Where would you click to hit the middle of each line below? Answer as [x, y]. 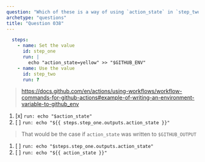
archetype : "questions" [37, 18]
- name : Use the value [46, 68]
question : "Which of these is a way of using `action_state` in [90, 12]
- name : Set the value [46, 46]
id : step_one [39, 51]
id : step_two [39, 74]
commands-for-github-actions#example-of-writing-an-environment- [108, 97]
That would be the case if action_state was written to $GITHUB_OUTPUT [109, 134]
